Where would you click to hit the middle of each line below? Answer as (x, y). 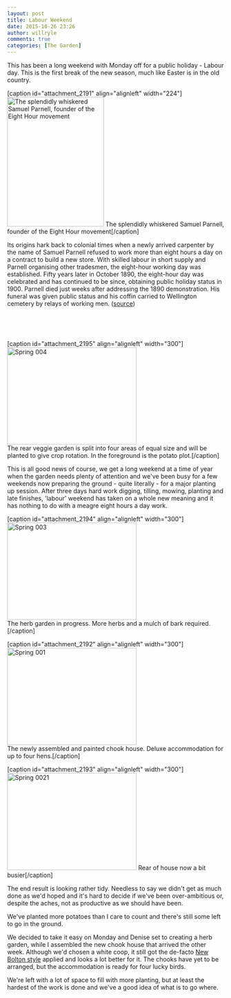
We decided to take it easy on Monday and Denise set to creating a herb (110, 937)
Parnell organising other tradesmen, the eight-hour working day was (104, 267)
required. (198, 623)
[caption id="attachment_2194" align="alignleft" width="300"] (96, 519)
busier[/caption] (30, 875)
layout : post (26, 13)
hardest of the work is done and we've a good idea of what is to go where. (113, 987)
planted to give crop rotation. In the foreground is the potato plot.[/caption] (113, 455)
